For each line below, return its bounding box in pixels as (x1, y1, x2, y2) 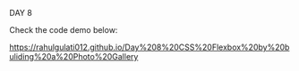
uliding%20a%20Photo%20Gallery (9, 51, 139, 61)
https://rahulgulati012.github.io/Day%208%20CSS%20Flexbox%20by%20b (9, 42, 290, 52)
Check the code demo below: (9, 25, 118, 35)
